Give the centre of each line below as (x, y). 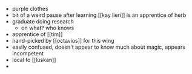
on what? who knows (48, 28)
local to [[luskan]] (34, 60)
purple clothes (30, 9)
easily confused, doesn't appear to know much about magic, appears (99, 47)
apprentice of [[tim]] (37, 34)
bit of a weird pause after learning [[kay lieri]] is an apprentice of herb (99, 15)
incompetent (28, 53)
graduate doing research (43, 21)
